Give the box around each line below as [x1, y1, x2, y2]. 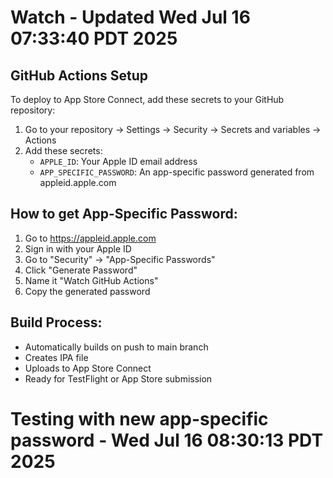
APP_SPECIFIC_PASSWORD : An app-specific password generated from [39, 166, 315, 178]
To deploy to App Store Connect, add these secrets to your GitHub [10, 94, 285, 105]
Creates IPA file [24, 351, 89, 363]
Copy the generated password [24, 285, 151, 297]
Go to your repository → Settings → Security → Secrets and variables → [24, 124, 322, 135]
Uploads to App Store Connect [24, 362, 152, 374]
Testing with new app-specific [10, 407, 269, 430]
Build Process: [10, 314, 103, 331]
